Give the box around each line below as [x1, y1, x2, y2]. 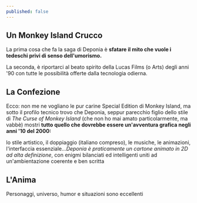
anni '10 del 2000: [6, 128, 52, 135]
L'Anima [6, 175, 36, 185]
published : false [6, 8, 49, 15]
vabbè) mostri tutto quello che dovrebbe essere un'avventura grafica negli [6, 121, 191, 128]
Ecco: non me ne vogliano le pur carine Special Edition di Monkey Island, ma [6, 102, 191, 109]
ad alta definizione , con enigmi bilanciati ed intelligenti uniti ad [6, 151, 158, 159]
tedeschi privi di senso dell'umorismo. [6, 52, 102, 59]
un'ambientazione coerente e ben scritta [6, 158, 105, 165]
